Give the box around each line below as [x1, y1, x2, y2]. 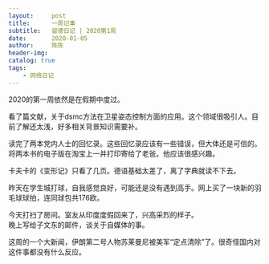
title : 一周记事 [8, 19, 76, 27]
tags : [8, 64, 26, 72]
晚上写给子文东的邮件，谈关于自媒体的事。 [8, 220, 149, 229]
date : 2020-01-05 [8, 34, 88, 43]
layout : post [8, 11, 67, 20]
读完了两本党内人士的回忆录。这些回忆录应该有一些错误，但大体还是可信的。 [8, 138, 262, 148]
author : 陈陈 [8, 42, 64, 50]
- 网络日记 [22, 71, 55, 79]
